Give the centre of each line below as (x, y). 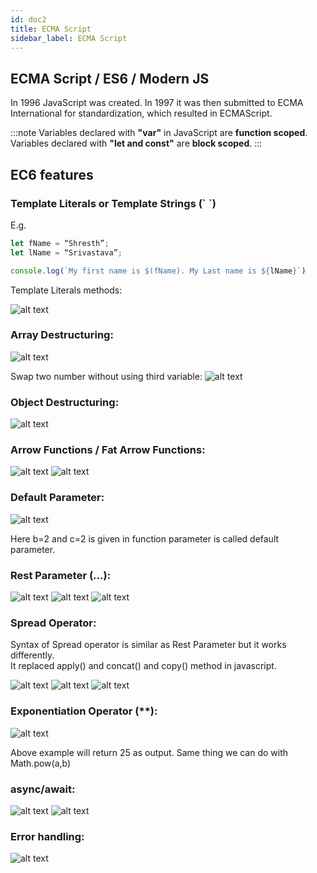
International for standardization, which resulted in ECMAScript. (141, 113)
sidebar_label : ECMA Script (69, 38)
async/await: (43, 789)
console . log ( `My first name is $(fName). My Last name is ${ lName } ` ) (158, 271)
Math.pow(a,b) (41, 763)
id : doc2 (28, 19)
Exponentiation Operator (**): (84, 711)
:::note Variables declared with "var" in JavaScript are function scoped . (159, 133)
